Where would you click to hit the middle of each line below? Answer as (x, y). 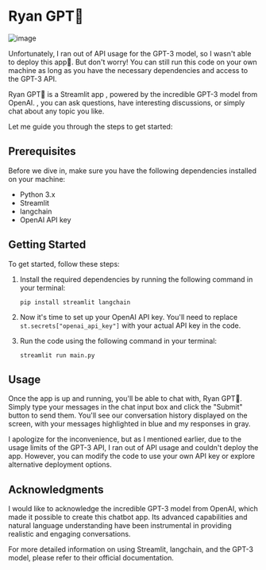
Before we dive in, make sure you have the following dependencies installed (132, 171)
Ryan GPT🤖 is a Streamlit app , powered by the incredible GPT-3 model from (133, 94)
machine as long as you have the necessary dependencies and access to (128, 70)
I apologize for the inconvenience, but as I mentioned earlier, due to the (125, 439)
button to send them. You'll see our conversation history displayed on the (128, 415)
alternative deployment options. (60, 464)
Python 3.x (37, 194)
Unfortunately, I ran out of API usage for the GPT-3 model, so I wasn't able (130, 53)
